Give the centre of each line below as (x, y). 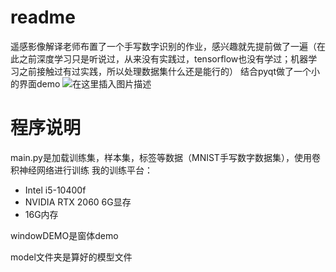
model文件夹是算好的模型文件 (71, 257)
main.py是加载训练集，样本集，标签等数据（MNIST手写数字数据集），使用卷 (165, 157)
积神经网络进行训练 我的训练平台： (81, 170)
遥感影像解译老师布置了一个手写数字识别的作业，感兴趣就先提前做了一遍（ (163, 46)
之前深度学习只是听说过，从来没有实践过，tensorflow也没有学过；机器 (163, 58)
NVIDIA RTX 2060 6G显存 (78, 202)
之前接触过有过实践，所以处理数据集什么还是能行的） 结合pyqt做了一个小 (169, 71)
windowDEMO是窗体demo (64, 235)
